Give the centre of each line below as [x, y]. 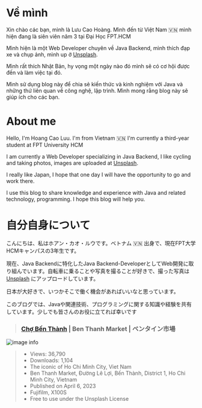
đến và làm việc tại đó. [34, 72]
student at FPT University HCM [45, 145]
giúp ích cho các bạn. [33, 97]
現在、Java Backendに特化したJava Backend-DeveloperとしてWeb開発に [97, 263]
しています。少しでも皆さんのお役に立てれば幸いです [72, 312]
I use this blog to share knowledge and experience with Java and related [96, 192]
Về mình [27, 13]
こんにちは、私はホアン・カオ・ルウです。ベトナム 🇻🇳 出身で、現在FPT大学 [101, 243]
